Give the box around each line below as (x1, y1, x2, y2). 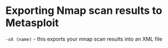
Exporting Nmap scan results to (5, 4, 162, 17)
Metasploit (5, 16, 59, 29)
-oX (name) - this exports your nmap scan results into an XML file (5, 35, 163, 42)
